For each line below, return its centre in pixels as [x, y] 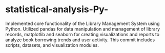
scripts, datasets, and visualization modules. [52, 45]
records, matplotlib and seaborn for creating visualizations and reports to [82, 34]
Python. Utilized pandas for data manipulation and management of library [83, 29]
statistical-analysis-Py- [57, 9]
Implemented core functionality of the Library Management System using [82, 23]
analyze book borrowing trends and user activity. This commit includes [80, 40]
